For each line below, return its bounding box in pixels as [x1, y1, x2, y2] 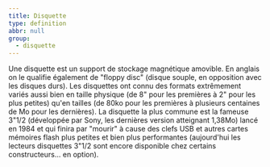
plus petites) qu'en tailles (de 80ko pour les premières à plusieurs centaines [8, 98, 260, 108]
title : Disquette [8, 11, 67, 20]
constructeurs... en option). [8, 150, 99, 160]
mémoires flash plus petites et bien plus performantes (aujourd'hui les [8, 132, 241, 142]
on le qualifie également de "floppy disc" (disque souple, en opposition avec [8, 73, 262, 82]
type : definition [8, 19, 67, 27]
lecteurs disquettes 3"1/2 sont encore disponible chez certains [8, 141, 216, 151]
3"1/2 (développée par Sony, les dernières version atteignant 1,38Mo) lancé [8, 115, 259, 125]
